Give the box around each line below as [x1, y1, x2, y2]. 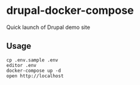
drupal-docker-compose [6, 4, 134, 17]
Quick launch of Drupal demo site [6, 24, 90, 31]
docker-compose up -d [6, 68, 61, 74]
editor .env [6, 62, 37, 68]
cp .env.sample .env [6, 57, 59, 63]
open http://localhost [6, 73, 64, 79]
